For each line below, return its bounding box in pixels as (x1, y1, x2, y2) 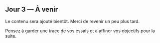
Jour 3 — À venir (5, 5, 58, 14)
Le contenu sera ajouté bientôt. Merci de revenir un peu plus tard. (5, 18, 140, 24)
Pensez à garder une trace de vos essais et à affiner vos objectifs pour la (5, 28, 156, 34)
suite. (5, 33, 16, 39)
